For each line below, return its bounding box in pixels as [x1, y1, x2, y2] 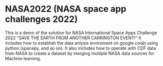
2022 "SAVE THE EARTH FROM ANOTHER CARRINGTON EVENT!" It [5, 35, 142, 41]
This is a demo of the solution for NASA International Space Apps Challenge [5, 30, 157, 35]
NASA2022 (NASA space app [5, 3, 127, 15]
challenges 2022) [5, 14, 78, 25]
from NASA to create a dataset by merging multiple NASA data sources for [5, 50, 155, 56]
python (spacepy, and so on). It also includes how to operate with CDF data [5, 45, 157, 51]
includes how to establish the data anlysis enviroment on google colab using [5, 40, 158, 46]
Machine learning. [5, 55, 41, 61]
